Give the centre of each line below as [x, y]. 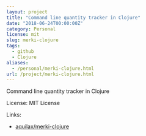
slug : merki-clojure [33, 40]
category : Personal [31, 29]
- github [23, 52]
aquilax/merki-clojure [42, 127]
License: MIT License [33, 103]
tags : [13, 46]
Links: [14, 115]
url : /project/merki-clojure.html [50, 74]
